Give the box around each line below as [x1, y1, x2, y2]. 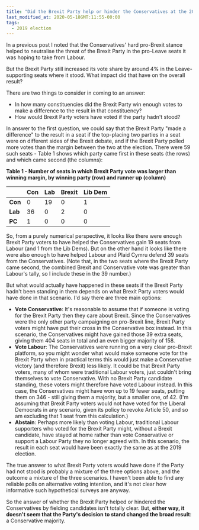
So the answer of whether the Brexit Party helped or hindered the [6, 498, 166, 506]
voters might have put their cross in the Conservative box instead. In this [14, 325, 192, 332]
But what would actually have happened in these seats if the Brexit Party [6, 282, 183, 289]
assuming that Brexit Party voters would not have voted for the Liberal [14, 400, 185, 407]
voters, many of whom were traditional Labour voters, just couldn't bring [14, 369, 191, 376]
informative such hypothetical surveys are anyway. [6, 487, 130, 494]
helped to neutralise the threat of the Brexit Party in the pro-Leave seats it [6, 48, 186, 55]
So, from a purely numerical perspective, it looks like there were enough [6, 232, 182, 240]
